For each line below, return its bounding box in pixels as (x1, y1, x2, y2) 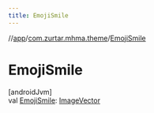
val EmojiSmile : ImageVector (8, 96, 101, 105)
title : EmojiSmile (8, 11, 69, 20)
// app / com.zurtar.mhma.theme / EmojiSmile (8, 33, 146, 43)
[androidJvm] (8, 87, 53, 96)
